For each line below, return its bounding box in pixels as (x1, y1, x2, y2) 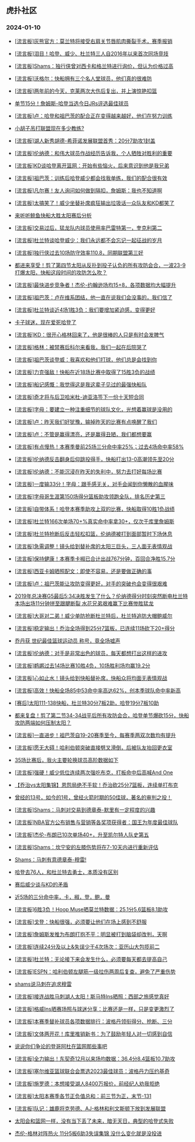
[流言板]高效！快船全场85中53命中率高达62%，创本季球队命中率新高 (14, 687, 181, 694)
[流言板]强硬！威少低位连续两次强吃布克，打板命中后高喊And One (14, 769, 173, 776)
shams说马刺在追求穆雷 (14, 980, 72, 987)
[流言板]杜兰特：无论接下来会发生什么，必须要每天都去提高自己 (14, 955, 168, 962)
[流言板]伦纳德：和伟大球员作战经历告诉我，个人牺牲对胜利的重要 (14, 149, 173, 156)
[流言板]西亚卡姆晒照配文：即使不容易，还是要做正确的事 (14, 567, 152, 575)
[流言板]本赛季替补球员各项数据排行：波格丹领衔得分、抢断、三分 (14, 1018, 173, 1025)
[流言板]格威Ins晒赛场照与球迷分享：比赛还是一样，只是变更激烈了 (14, 1005, 175, 1012)
